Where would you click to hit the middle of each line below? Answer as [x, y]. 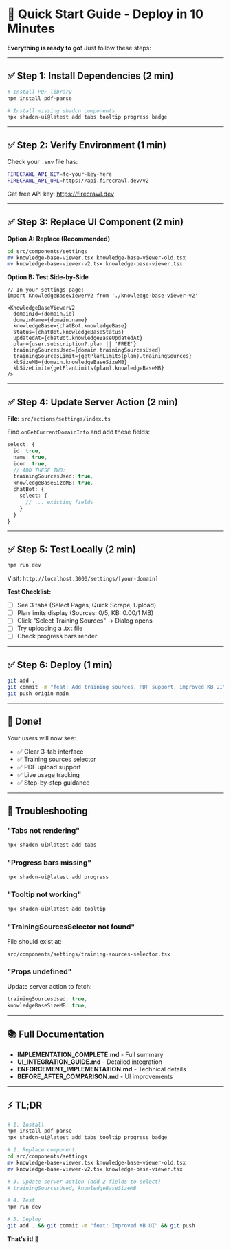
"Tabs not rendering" [44, 830]
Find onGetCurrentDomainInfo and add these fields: [79, 432]
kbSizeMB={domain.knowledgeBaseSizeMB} [70, 362]
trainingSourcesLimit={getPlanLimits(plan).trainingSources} [103, 356]
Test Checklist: [29, 592]
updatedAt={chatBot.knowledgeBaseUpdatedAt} [78, 338]
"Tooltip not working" [44, 894]
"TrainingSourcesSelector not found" [71, 927]
